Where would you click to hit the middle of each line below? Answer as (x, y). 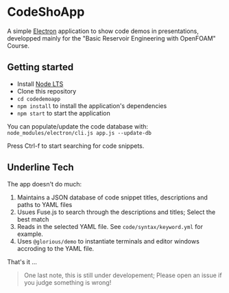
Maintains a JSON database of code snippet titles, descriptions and (112, 197)
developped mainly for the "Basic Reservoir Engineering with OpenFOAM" (111, 38)
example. (30, 234)
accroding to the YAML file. (56, 248)
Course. (18, 45)
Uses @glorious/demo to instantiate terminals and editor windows (108, 241)
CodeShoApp (46, 12)
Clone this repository (47, 91)
